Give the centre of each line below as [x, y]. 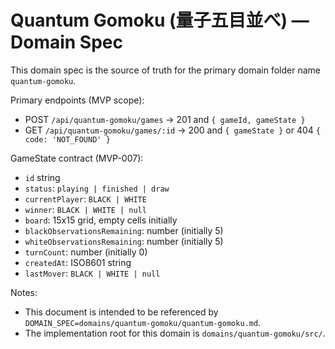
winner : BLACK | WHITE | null [85, 209]
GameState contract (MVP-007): [77, 158]
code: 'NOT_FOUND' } [67, 139]
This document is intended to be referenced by [121, 312]
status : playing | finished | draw [97, 188]
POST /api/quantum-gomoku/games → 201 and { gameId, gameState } [165, 119]
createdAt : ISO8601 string [78, 262]
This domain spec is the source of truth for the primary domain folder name [165, 70]
